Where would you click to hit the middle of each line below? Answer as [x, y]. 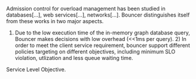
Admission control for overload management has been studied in [86, 9]
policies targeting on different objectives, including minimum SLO [95, 52]
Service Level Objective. [36, 69]
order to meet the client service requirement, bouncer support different [102, 45]
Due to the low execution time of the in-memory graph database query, [102, 33]
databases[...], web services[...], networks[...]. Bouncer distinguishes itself [98, 15]
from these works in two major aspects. [55, 21]
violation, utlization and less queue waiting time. [74, 58]
